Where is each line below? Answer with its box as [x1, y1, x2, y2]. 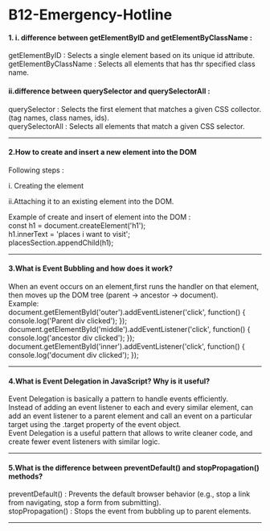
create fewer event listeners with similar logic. [8, 437, 161, 446]
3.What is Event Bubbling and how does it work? [8, 263, 174, 273]
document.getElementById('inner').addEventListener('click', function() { [8, 342, 245, 351]
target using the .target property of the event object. [8, 420, 182, 429]
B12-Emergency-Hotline [8, 6, 173, 24]
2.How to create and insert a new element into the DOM [8, 147, 197, 157]
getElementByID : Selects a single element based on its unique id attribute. [8, 51, 256, 60]
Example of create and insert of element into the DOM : [8, 212, 191, 222]
